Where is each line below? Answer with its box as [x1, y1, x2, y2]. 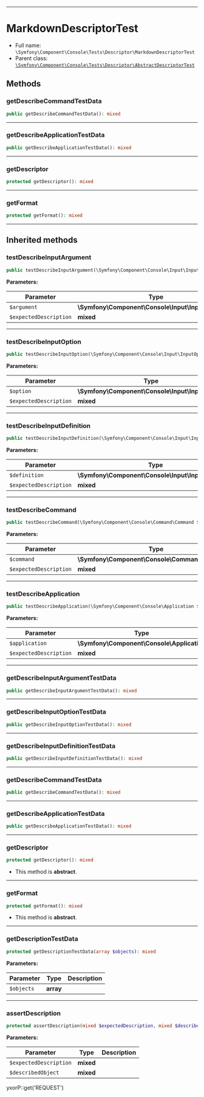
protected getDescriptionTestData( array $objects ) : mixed [6, 949, 156, 955]
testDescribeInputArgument [6, 253, 92, 262]
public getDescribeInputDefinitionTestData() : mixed [6, 755, 143, 761]
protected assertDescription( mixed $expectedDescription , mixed [6, 1023, 172, 1029]
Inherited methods [6, 235, 78, 245]
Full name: [15, 41, 41, 49]
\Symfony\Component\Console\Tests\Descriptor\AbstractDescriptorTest [15, 62, 195, 68]
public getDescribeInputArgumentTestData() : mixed [6, 688, 137, 694]
